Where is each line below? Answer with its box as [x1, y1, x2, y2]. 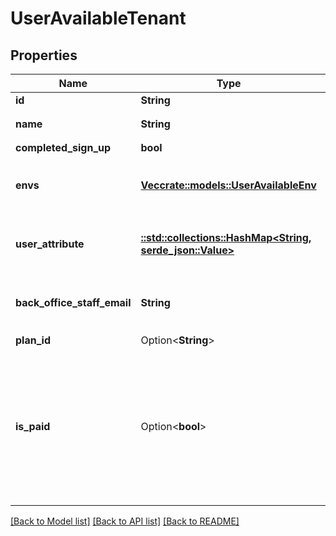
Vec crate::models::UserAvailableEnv [140, 178, 317, 192]
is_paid [15, 420, 51, 433]
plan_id [15, 333, 51, 347]
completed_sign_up [15, 141, 112, 154]
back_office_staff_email [15, 296, 132, 309]
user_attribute [15, 237, 85, 251]
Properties [10, 47, 78, 64]
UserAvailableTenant [10, 7, 187, 30]
